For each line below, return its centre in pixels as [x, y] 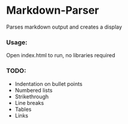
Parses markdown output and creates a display [64, 27]
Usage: [17, 42]
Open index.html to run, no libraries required [61, 55]
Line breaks [29, 103]
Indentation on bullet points [48, 83]
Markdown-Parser [53, 10]
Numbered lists [33, 90]
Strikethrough [32, 97]
